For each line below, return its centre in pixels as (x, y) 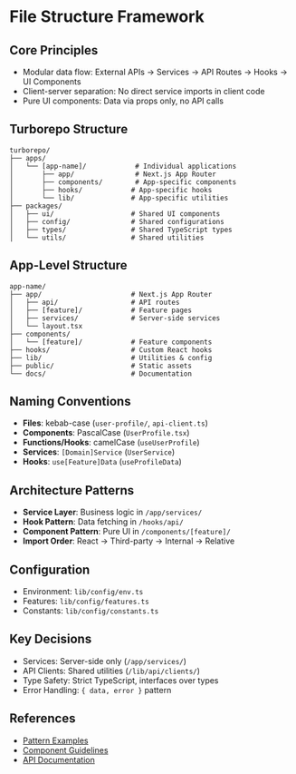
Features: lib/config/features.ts (86, 602)
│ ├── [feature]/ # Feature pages (101, 310)
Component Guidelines (65, 750)
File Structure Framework (107, 17)
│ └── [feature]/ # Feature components (111, 342)
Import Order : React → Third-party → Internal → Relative (129, 541)
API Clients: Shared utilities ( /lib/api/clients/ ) (111, 671)
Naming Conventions (70, 402)
